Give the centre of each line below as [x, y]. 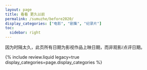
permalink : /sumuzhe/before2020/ [39, 19]
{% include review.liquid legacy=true [42, 57]
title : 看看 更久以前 [25, 14]
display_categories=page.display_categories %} [54, 62]
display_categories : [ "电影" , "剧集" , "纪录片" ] [54, 23]
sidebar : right [25, 33]
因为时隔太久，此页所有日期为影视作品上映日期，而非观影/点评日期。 [75, 47]
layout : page [18, 10]
